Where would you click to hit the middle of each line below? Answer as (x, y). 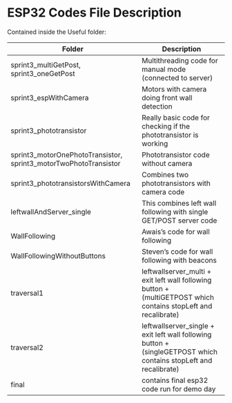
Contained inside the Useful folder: (57, 32)
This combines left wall (179, 203)
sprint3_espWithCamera (50, 97)
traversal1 (27, 293)
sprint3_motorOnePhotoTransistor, (67, 155)
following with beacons (179, 260)
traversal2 (27, 347)
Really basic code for (176, 118)
